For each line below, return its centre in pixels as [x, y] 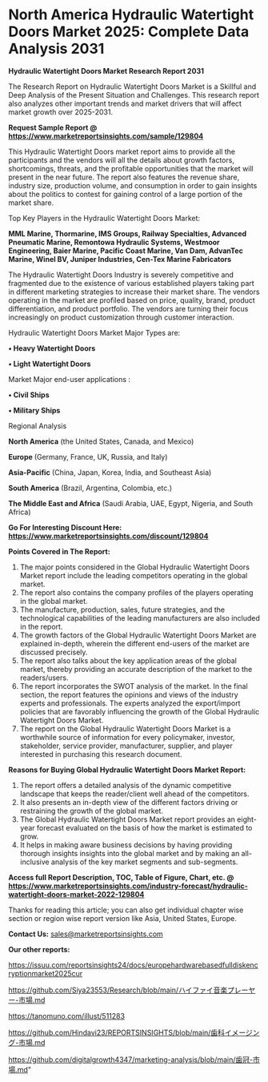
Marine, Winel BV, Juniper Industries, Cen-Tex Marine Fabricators [120, 259]
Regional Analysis [38, 425]
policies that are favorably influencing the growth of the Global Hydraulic [140, 711]
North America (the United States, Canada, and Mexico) [101, 441]
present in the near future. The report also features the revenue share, [124, 177]
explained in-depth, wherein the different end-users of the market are [134, 643]
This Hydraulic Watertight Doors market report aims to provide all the [122, 151]
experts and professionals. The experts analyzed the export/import [130, 703]
